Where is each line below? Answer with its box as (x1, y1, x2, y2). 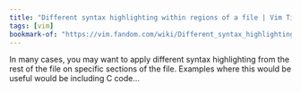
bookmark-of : (9, 29, 58, 38)
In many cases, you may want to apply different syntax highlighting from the (9, 54, 289, 65)
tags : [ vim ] (9, 21, 54, 30)
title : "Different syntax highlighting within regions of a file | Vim (9, 13, 282, 22)
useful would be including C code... (9, 73, 141, 84)
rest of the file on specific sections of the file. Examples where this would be (9, 63, 292, 74)
